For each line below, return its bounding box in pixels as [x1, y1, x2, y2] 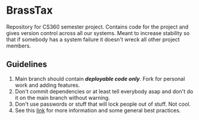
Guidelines [6, 59, 47, 70]
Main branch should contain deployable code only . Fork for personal [14, 75, 185, 82]
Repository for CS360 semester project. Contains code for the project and [6, 23, 189, 30]
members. [6, 42, 32, 49]
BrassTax [6, 4, 53, 17]
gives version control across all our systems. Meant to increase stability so [6, 29, 190, 36]
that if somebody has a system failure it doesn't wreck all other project [6, 36, 180, 43]
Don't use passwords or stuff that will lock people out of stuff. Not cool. [14, 100, 191, 108]
